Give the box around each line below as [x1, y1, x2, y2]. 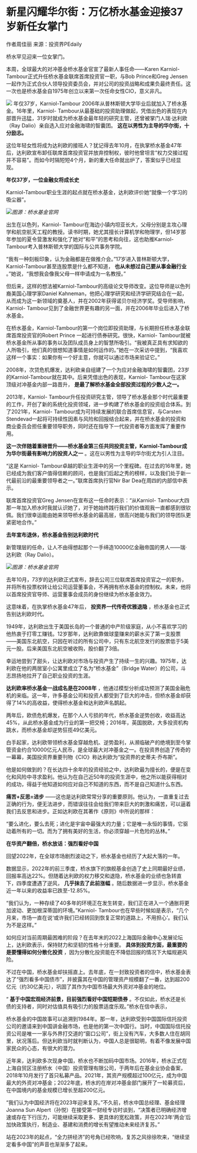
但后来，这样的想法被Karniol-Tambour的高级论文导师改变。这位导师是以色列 [6, 282, 191, 289]
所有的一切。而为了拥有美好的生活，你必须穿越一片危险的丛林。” [16, 827, 171, 834]
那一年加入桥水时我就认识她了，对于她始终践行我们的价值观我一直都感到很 [6, 504, 186, 511]
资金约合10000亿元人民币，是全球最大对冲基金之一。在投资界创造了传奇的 [11, 746, 191, 753]
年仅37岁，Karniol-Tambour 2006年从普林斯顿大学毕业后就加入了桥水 [13, 100, 182, 107]
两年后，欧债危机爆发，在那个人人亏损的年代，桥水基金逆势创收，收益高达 [6, 711, 186, 719]
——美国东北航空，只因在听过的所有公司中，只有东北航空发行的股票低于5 [6, 637, 184, 644]
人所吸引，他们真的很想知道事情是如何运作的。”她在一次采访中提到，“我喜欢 [6, 346, 188, 353]
